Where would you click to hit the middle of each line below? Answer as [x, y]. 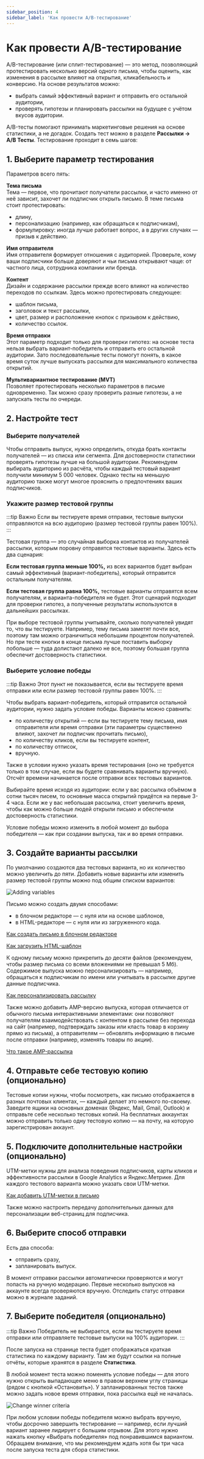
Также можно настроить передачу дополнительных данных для [90, 1207]
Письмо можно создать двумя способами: [62, 904]
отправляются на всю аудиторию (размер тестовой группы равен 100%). [102, 523]
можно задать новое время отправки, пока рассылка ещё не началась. [100, 1393]
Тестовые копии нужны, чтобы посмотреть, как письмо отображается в [100, 1095]
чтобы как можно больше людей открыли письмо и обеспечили [90, 809]
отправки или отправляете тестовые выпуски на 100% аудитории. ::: [96, 1337]
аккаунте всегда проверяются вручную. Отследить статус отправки [95, 1291]
